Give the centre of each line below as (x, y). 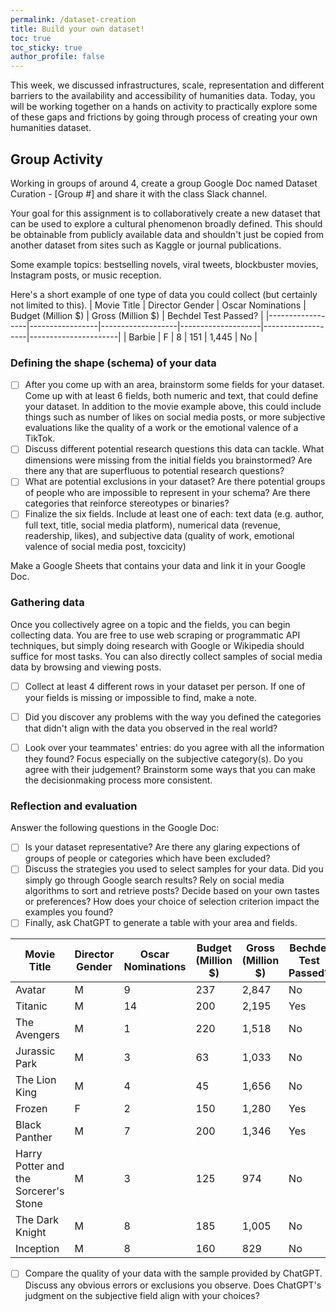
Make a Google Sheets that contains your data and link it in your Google (158, 566)
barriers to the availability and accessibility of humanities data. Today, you (163, 96)
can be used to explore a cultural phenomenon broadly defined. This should (166, 223)
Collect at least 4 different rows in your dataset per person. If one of (165, 686)
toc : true (31, 38)
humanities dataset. (51, 128)
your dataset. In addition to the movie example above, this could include (173, 407)
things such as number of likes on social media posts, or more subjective (175, 417)
